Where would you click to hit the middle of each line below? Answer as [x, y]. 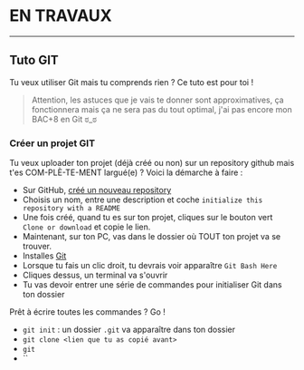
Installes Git [44, 256]
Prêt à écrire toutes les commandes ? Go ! [87, 312]
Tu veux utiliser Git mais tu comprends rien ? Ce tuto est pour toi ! [132, 82]
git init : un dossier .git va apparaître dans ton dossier [129, 330]
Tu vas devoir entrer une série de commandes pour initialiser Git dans [152, 285]
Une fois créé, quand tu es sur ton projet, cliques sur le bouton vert [147, 218]
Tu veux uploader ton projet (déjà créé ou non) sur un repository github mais [152, 163]
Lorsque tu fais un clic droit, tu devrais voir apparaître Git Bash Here [150, 266]
